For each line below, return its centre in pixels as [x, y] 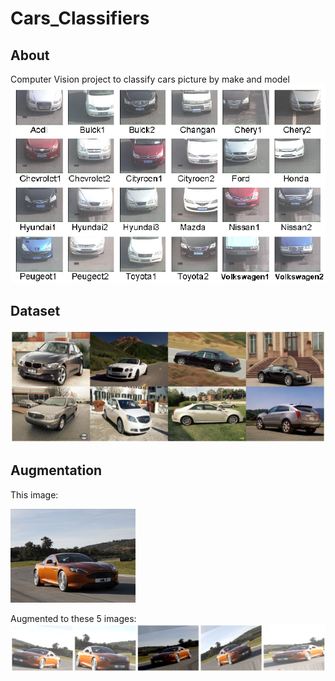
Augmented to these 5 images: [73, 618]
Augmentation [56, 470]
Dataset [35, 311]
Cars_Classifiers [80, 18]
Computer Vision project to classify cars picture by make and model [150, 79]
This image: [34, 494]
